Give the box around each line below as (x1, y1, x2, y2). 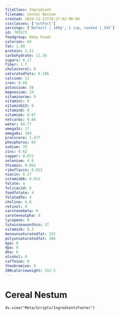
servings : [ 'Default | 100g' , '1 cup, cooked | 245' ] (5, 26, 115, 31)
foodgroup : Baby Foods (5, 35, 51, 40)
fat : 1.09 (5, 44, 25, 49)
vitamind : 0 (5, 108, 29, 113)
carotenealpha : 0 (5, 213, 41, 218)
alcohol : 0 (5, 254, 27, 259)
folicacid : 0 (5, 186, 32, 190)
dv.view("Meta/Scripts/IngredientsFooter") (5, 306, 95, 311)
